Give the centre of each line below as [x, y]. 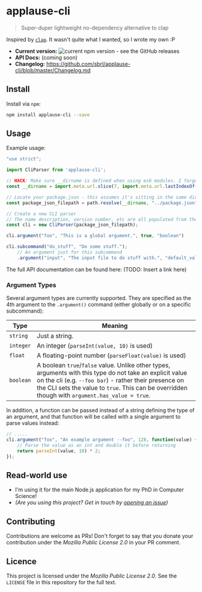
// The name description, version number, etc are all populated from [96, 219]
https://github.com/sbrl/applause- [88, 64]
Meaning [115, 326]
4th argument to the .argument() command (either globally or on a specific [99, 305]
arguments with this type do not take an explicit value [112, 373]
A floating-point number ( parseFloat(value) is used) [112, 355]
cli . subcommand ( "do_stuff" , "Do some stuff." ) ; [67, 247]
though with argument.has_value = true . [94, 396]
